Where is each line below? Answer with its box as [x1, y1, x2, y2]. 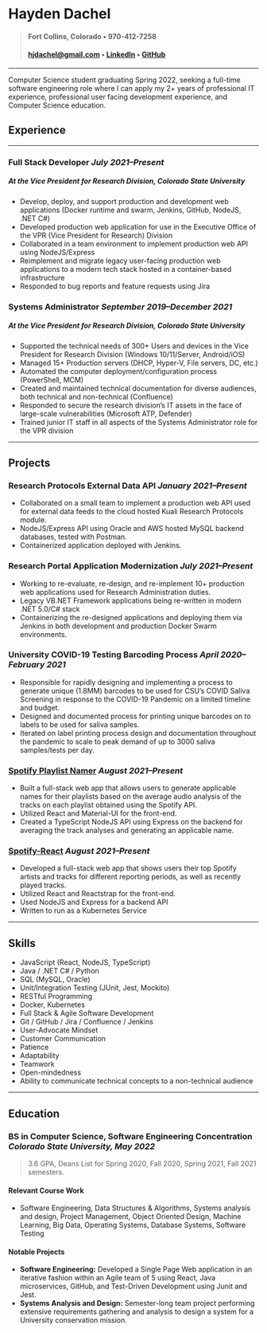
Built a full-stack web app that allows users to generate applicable [19, 783, 237, 793]
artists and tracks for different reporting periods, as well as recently [19, 872, 241, 882]
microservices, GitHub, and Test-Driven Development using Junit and [19, 1281, 248, 1292]
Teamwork [19, 1060, 55, 1069]
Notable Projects [8, 1247, 65, 1256]
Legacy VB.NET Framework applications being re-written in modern [19, 596, 242, 605]
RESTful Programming [19, 992, 93, 1001]
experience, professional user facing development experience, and [8, 92, 228, 101]
